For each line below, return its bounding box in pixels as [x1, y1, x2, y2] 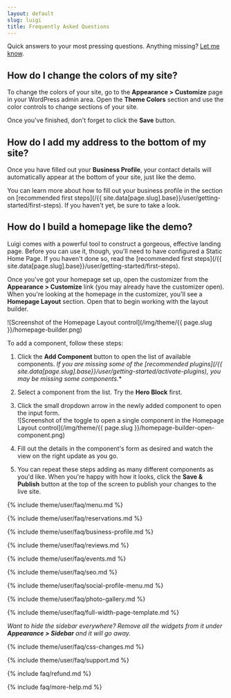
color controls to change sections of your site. [7, 103, 138, 111]
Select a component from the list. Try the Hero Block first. [17, 388, 183, 396]
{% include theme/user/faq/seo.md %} [7, 568, 118, 576]
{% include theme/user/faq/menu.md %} [7, 500, 123, 509]
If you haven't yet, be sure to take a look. [64, 201, 181, 209]
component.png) [17, 431, 66, 439]
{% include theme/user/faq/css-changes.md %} [7, 642, 145, 651]
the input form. [17, 409, 60, 417]
